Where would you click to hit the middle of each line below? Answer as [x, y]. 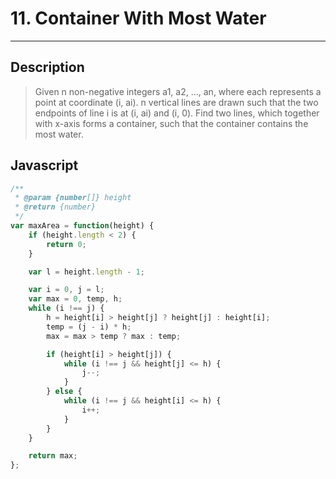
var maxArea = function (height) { [82, 226]
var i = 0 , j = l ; [66, 290]
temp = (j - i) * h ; [89, 327]
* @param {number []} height [73, 198]
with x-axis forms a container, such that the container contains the [171, 123]
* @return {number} [55, 207]
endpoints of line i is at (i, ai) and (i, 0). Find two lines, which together [177, 113]
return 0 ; [66, 244]
